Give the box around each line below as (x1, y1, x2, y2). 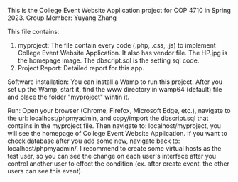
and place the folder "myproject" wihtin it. (7, 92, 130, 101)
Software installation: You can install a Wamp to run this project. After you (7, 77, 222, 86)
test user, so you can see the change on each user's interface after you (7, 152, 217, 160)
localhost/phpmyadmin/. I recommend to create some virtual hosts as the (7, 144, 222, 152)
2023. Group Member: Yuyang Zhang (7, 14, 117, 22)
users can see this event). (7, 167, 83, 175)
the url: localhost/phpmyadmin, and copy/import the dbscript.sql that (7, 114, 209, 122)
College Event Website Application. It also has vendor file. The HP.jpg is (17, 49, 228, 57)
